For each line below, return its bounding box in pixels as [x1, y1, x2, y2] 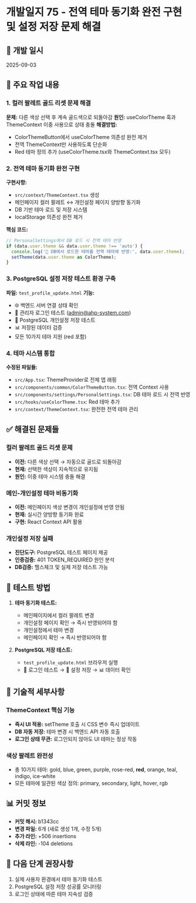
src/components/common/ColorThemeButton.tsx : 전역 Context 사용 [14, 383, 169, 391]
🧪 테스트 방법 [6, 583, 51, 593]
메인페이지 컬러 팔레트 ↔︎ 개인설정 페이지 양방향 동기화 [14, 199, 141, 206]
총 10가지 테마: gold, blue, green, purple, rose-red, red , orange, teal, [14, 766, 178, 773]
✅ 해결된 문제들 [6, 425, 59, 435]
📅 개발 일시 [6, 45, 44, 55]
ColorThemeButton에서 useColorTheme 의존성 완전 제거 [14, 133, 147, 140]
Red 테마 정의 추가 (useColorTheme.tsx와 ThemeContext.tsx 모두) [14, 148, 171, 155]
